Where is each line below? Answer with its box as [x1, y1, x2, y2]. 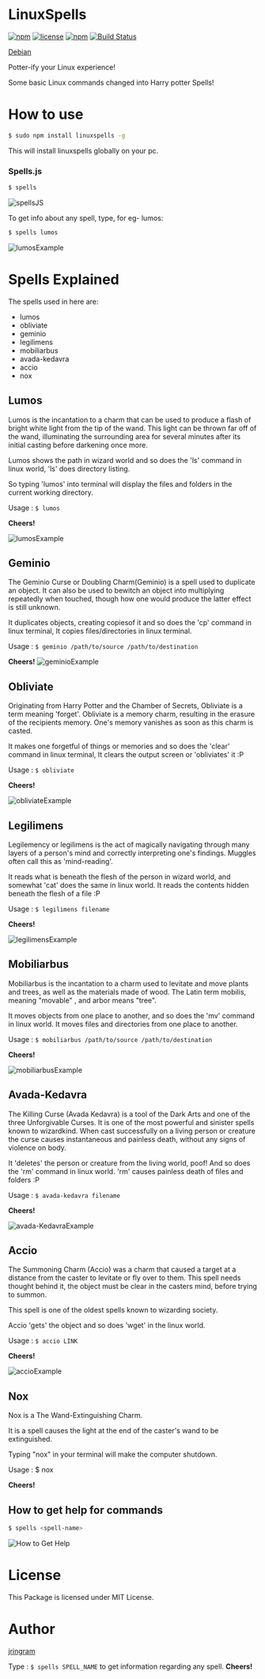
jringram [8, 1646, 36, 1655]
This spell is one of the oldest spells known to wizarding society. [8, 1306, 218, 1315]
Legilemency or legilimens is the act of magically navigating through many [8, 839, 250, 849]
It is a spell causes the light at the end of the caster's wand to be [8, 1426, 219, 1435]
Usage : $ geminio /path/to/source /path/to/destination [8, 642, 199, 651]
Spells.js [8, 165, 42, 176]
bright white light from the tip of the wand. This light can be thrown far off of [8, 423, 257, 433]
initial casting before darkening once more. [8, 440, 148, 449]
